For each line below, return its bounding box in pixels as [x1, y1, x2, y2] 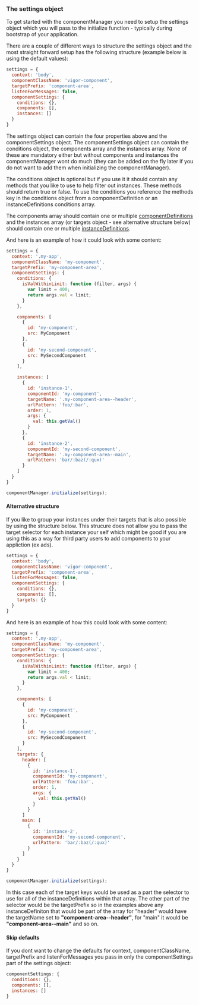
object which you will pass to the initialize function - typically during [6, 24, 172, 31]
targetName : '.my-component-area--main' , [27, 451, 132, 457]
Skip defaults [6, 934, 40, 941]
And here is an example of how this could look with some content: [6, 618, 168, 625]
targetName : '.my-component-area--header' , [27, 396, 137, 402]
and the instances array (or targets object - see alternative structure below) [6, 219, 191, 226]
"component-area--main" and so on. [6, 920, 99, 927]
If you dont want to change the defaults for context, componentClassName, [6, 947, 191, 955]
